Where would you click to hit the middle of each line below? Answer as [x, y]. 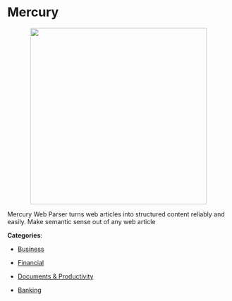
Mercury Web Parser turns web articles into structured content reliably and [116, 214]
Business [31, 249]
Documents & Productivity [55, 276]
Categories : [25, 235]
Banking [30, 290]
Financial [31, 262]
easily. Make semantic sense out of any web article [81, 221]
